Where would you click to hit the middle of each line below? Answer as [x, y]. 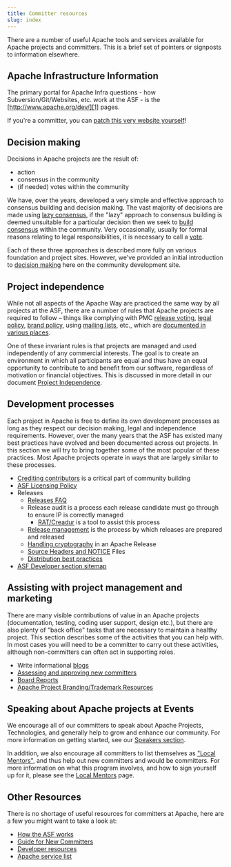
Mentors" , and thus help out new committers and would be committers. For [113, 761]
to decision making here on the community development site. [94, 265]
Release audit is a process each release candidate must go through [123, 507]
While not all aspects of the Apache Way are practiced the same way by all [113, 303]
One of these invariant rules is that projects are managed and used [102, 346]
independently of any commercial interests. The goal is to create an [103, 353]
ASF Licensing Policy [47, 485]
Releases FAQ [47, 500]
